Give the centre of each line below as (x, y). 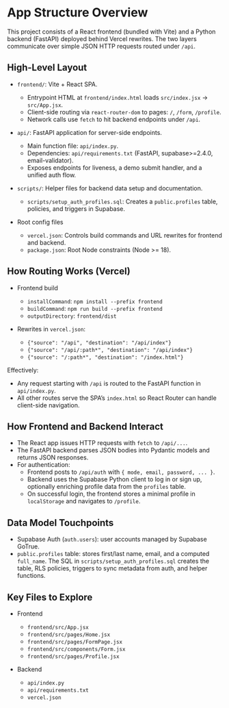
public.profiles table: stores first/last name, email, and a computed (113, 554)
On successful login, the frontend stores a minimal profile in (111, 494)
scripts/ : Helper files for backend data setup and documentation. (110, 188)
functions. (31, 576)
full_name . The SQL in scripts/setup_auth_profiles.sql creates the (113, 561)
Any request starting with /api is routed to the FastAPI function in (109, 383)
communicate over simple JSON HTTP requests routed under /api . (102, 46)
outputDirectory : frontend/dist (72, 316)
